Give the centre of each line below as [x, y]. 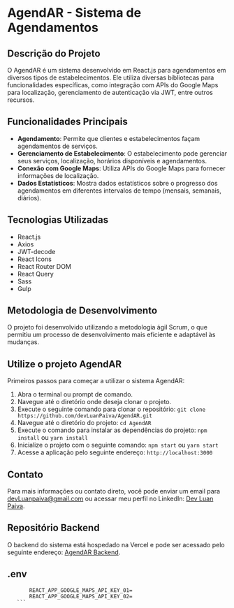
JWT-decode [36, 251]
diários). [29, 198]
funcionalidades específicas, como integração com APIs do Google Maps [113, 85]
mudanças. [23, 342]
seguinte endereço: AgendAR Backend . [64, 552]
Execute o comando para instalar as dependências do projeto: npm [112, 430]
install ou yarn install [53, 438]
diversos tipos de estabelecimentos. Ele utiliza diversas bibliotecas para [111, 77]
